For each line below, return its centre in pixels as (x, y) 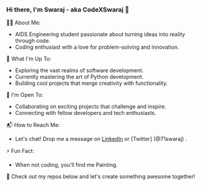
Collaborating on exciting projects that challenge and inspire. (91, 107)
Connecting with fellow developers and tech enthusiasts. (86, 113)
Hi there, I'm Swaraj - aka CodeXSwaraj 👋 (68, 10)
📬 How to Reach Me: (33, 125)
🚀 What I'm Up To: (29, 59)
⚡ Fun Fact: (20, 151)
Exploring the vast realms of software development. (79, 70)
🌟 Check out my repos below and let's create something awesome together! (101, 176)
